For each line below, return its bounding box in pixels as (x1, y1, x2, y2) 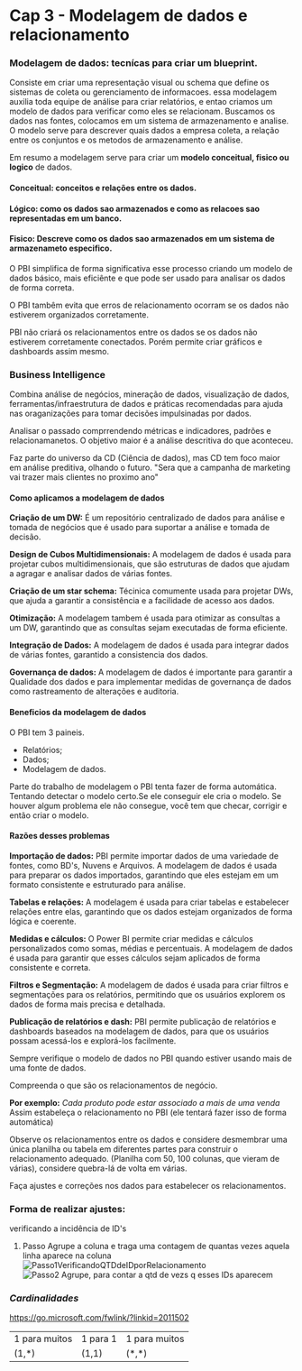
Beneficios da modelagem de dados (9, 706, 147, 717)
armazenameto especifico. (9, 243, 113, 253)
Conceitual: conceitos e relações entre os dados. (9, 182, 197, 194)
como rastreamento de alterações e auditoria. (9, 686, 179, 697)
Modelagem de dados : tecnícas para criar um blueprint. (9, 57, 259, 69)
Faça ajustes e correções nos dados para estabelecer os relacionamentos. (9, 1180, 287, 1191)
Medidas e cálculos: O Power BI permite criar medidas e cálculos (9, 933, 254, 943)
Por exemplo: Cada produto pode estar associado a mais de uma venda (9, 1097, 280, 1108)
